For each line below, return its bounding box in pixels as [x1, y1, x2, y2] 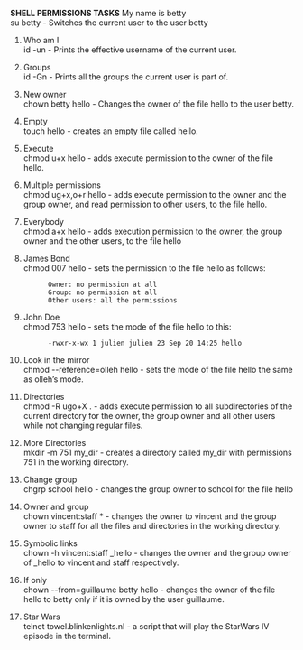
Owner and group [23, 501, 89, 512]
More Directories [23, 438, 87, 448]
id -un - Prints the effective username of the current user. [23, 44, 237, 55]
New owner [23, 89, 67, 99]
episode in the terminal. [23, 631, 112, 641]
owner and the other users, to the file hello [23, 236, 182, 246]
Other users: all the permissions [47, 296, 178, 305]
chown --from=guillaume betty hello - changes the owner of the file [23, 584, 276, 595]
